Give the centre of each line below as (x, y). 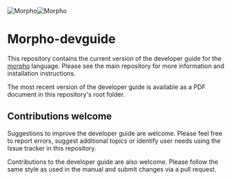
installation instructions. (42, 73)
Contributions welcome (59, 117)
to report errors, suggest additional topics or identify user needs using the (114, 141)
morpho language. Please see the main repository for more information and (116, 66)
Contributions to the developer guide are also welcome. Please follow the (113, 162)
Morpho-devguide (62, 39)
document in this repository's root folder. (66, 94)
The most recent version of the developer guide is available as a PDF (106, 87)
